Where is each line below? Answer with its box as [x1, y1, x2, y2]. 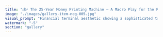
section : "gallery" [5, 25, 45, 30]
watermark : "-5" [5, 20, 38, 25]
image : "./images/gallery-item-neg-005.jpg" [5, 12, 97, 16]
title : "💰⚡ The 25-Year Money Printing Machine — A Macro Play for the [5, 7, 154, 12]
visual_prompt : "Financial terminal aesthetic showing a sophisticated [5, 16, 153, 21]
